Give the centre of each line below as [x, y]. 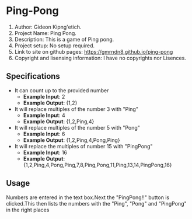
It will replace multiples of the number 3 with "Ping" [76, 109]
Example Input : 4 [44, 115]
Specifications [33, 76]
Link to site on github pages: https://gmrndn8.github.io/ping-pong [94, 51]
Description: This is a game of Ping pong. [64, 39]
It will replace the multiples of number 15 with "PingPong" [83, 146]
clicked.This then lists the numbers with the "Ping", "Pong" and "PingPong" [96, 203]
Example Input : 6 [44, 134]
